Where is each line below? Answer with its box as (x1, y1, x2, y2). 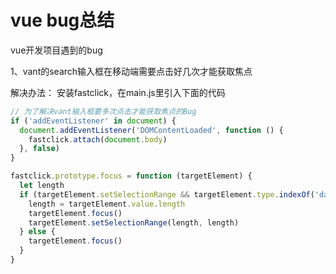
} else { (19, 227, 56, 237)
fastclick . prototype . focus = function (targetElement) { (10, 171, 253, 181)
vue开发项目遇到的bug (10, 44, 103, 56)
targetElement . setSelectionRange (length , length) (28, 217, 240, 228)
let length (19, 181, 65, 191)
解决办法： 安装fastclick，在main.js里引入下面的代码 (10, 86, 226, 98)
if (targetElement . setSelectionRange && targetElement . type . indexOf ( (19, 189, 315, 200)
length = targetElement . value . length (28, 199, 186, 209)
